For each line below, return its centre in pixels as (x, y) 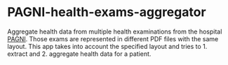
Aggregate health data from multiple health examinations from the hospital (115, 31)
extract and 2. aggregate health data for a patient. (79, 54)
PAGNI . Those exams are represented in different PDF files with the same (113, 38)
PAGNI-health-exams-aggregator (107, 12)
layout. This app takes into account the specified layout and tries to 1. (107, 46)
